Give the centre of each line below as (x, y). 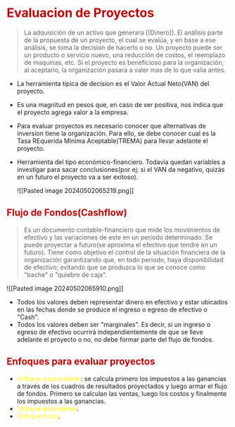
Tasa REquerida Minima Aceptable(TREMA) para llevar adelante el (112, 141)
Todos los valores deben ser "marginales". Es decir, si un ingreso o (114, 324)
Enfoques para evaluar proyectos (81, 362)
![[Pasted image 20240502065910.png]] (65, 288)
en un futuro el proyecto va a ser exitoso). (77, 177)
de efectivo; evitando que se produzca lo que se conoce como (114, 267)
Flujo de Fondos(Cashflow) (67, 213)
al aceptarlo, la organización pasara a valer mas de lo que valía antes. (125, 70)
